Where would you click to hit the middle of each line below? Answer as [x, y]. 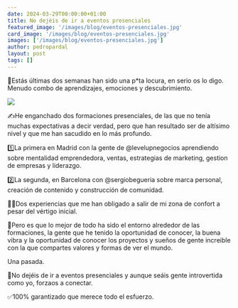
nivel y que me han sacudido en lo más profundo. [80, 133]
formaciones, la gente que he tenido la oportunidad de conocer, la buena [114, 233]
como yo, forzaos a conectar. [50, 282]
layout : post [27, 54]
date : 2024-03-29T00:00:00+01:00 [57, 14]
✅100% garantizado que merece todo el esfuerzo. [81, 297]
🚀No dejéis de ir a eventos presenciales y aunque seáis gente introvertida [115, 275]
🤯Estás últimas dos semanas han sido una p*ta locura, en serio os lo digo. [115, 80]
